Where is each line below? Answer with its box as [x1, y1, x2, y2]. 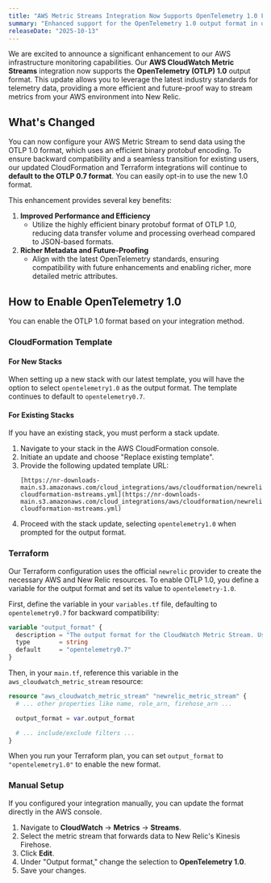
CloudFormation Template [8, 336, 113, 348]
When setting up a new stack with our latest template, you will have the [8, 374, 245, 384]
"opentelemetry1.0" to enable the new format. [8, 759, 161, 769]
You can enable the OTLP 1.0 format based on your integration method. [8, 316, 244, 326]
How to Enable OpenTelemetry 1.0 [8, 294, 181, 308]
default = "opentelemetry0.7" [15, 646, 131, 654]
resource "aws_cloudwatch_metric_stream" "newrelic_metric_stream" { [8, 692, 248, 700]
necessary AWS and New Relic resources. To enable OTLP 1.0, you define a [8, 575, 260, 585]
